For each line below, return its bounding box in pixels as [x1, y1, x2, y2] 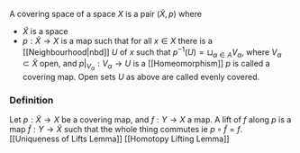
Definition [9, 94, 54, 106]
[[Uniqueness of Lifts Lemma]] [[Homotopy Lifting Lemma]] [9, 133, 230, 144]
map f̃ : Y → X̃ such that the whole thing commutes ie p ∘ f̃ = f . [9, 123, 243, 134]
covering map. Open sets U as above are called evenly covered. [22, 71, 260, 82]
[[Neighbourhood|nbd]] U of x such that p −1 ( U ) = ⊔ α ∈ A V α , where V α [22, 45, 282, 59]
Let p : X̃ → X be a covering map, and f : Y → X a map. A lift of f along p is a [9, 113, 292, 125]
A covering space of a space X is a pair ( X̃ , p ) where [9, 9, 203, 19]
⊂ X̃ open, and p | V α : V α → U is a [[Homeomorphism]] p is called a [22, 58, 270, 72]
